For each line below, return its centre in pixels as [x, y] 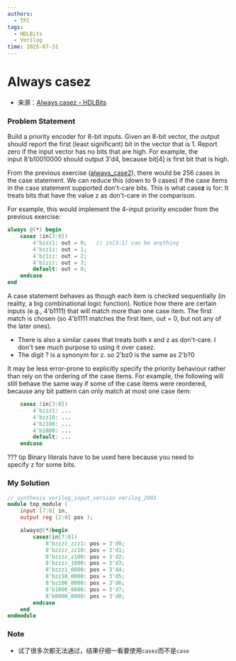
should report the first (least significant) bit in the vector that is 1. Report [112, 144]
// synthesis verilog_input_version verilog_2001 [82, 498]
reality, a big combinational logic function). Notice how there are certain [112, 304]
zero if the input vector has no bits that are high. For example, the [103, 152]
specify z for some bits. [42, 465]
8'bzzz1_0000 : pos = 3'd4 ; [85, 570]
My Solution [29, 483]
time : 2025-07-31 [33, 47]
